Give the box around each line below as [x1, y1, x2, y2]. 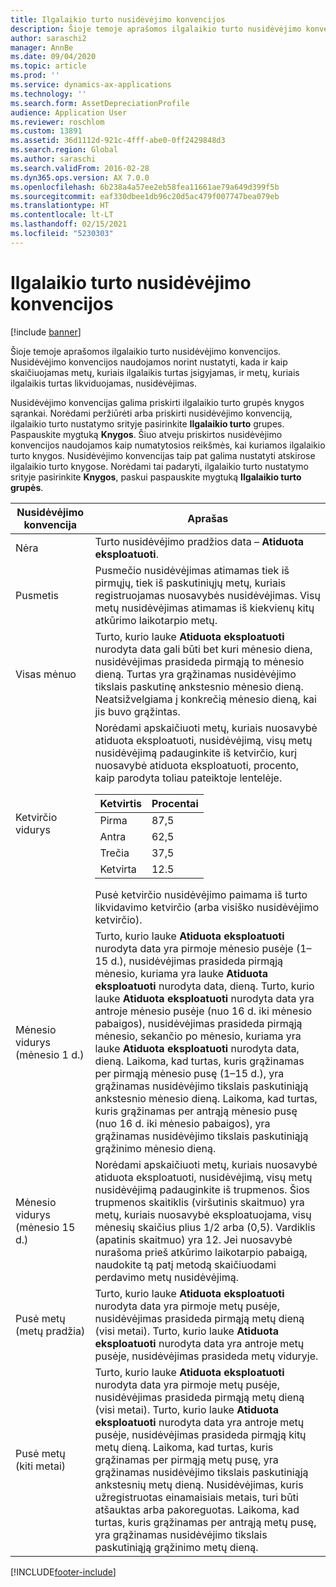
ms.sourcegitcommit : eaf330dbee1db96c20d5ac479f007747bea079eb [10, 191, 280, 201]
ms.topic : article [10, 61, 87, 71]
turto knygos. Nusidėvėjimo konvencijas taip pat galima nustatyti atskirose [10, 449, 316, 461]
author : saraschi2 [10, 33, 87, 43]
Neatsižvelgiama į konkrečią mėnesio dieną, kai [94, 692, 317, 706]
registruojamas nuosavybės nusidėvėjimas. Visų [94, 588, 321, 602]
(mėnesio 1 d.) [15, 1047, 85, 1061]
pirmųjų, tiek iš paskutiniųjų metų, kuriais [94, 576, 287, 590]
